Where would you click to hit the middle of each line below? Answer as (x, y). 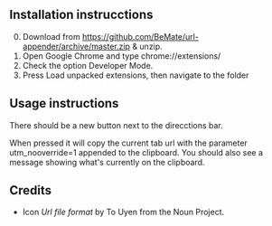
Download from (51, 36)
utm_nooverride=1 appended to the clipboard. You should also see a (136, 152)
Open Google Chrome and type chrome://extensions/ (122, 56)
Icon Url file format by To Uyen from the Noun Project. (123, 212)
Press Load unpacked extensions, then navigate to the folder (136, 75)
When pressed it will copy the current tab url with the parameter (129, 143)
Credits (31, 190)
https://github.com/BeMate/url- (140, 36)
